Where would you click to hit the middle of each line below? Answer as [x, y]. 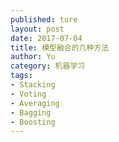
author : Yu [33, 57]
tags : [21, 76]
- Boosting [33, 122]
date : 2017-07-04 [46, 38]
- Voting [28, 94]
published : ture [44, 19]
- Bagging [31, 112]
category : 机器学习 [48, 66]
